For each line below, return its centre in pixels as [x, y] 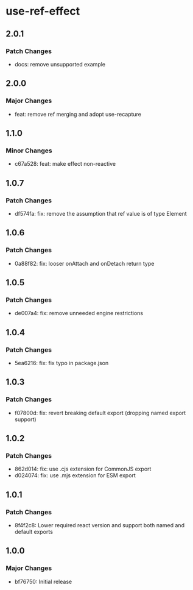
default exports [33, 532]
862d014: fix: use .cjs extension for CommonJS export [83, 469]
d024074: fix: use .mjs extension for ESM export [75, 475]
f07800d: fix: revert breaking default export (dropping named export [100, 413]
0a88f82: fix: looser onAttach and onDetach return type [84, 263]
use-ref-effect [43, 11]
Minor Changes [29, 151]
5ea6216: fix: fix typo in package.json [61, 363]
